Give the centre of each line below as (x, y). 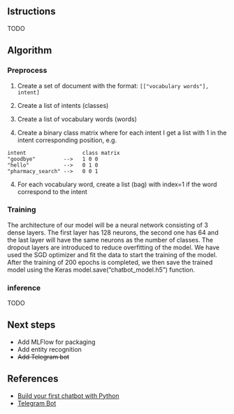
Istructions (31, 12)
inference (24, 288)
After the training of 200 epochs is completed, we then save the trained (110, 262)
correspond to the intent (52, 191)
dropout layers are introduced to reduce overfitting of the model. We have (114, 247)
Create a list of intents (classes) (63, 105)
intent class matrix (64, 153)
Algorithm (30, 51)
